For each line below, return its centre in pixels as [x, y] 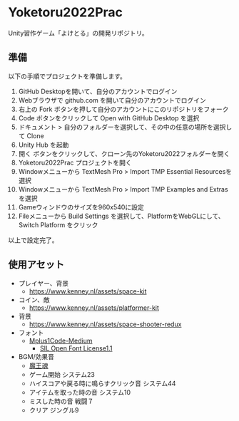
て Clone [31, 135]
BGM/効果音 [36, 356]
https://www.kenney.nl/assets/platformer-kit [94, 308]
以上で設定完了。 [33, 240]
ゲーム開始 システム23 [62, 374]
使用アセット [36, 265]
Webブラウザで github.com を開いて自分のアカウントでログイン [112, 100]
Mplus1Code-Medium [61, 341]
